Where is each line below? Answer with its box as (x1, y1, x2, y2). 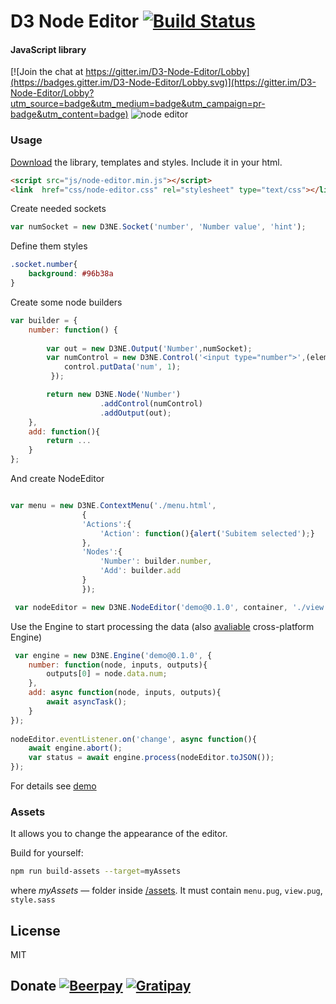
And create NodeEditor (10, 473, 105, 485)
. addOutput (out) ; (99, 408, 172, 418)
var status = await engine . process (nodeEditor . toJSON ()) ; (28, 753, 275, 763)
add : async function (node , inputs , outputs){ (28, 688, 222, 698)
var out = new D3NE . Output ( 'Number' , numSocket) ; (46, 343, 253, 354)
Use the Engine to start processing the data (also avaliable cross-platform (10, 620, 315, 632)
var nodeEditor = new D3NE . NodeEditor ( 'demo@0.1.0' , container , (14, 602, 288, 612)
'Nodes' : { (81, 547, 123, 557)
